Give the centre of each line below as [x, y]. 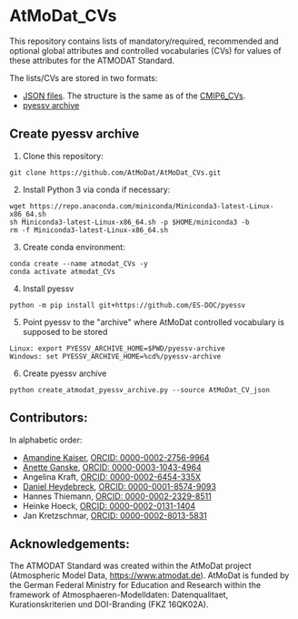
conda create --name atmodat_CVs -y [79, 264]
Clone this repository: [63, 156]
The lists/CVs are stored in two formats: [84, 77]
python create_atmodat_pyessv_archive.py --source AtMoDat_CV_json [140, 390]
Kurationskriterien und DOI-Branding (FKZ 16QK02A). [109, 604]
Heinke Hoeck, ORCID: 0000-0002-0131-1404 [109, 505]
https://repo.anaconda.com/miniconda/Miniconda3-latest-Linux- [152, 206]
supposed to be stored [65, 331]
